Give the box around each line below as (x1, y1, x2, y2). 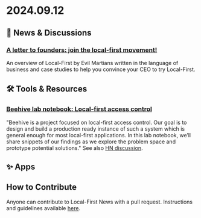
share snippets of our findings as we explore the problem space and (6, 138, 176, 145)
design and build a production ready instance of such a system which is (6, 125, 185, 132)
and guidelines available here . (6, 204, 80, 211)
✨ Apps (6, 161, 36, 172)
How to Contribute (6, 182, 77, 193)
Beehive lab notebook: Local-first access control (6, 105, 152, 113)
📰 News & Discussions (6, 28, 92, 38)
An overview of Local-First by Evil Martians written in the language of (6, 59, 179, 66)
